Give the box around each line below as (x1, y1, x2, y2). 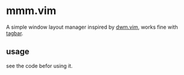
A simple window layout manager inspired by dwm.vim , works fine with (6, 23, 178, 30)
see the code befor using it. (6, 62, 73, 69)
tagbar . (6, 29, 24, 36)
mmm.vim (6, 4, 56, 18)
